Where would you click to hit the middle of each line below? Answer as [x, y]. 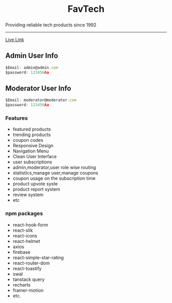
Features [17, 118]
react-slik [23, 230]
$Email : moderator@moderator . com [41, 100]
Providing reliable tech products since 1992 [51, 25]
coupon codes [28, 140]
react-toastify [27, 268]
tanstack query [29, 279]
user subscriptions [32, 162]
